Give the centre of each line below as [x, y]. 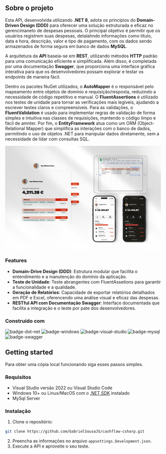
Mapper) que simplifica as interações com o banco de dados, [89, 128]
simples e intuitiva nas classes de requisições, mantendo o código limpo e [81, 118]
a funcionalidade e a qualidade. [44, 287]
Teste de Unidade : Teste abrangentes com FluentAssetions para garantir [86, 282]
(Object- [146, 123]
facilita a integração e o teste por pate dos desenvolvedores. [74, 308]
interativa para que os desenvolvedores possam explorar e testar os [74, 72]
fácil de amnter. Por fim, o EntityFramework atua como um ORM [71, 123]
